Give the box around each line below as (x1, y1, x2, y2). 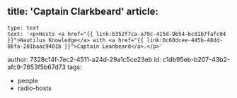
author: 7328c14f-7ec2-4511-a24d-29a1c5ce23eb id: (7, 55, 161, 63)
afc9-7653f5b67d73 (7, 63, 66, 71)
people (17, 76, 39, 85)
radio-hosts (17, 84, 52, 92)
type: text (7, 24, 40, 31)
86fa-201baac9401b (7, 42, 62, 50)
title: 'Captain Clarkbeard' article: (7, 6, 159, 18)
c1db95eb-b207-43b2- (162, 55, 230, 63)
